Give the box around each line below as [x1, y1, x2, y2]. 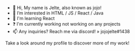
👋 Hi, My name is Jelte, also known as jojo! [12, 5, 102, 10]
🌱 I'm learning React [12, 15, 55, 21]
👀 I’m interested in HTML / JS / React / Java [12, 10, 104, 16]
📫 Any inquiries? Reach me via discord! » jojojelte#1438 [12, 28, 130, 34]
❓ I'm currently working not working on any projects [12, 21, 121, 27]
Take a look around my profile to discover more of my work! [5, 40, 130, 46]
